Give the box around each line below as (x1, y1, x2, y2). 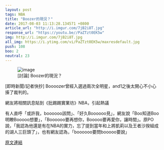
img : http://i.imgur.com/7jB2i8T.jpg (5, 35, 83, 40)
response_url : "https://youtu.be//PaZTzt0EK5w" (5, 30, 105, 35)
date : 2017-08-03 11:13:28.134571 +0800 (5, 21, 90, 26)
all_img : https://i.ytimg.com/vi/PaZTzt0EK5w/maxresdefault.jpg (5, 40, 140, 45)
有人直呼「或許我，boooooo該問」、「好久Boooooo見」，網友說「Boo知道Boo (5, 110, 159, 116)
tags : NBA (5, 12, 26, 17)
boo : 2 (5, 49, 19, 53)
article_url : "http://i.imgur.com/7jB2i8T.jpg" (5, 26, 105, 31)
